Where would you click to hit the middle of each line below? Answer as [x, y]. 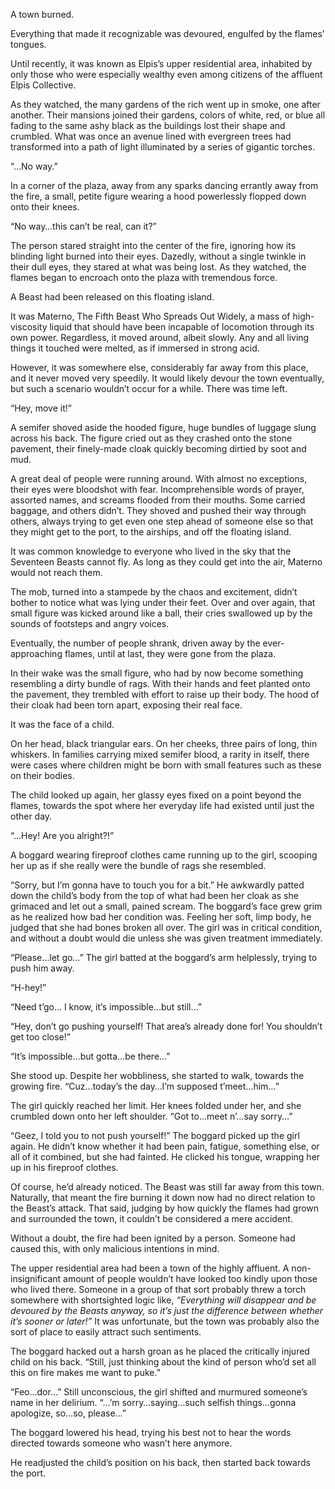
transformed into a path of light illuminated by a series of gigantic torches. [163, 147]
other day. [31, 816]
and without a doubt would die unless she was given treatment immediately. [166, 938]
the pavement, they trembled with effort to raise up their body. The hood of [165, 694]
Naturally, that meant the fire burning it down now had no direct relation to [163, 1197]
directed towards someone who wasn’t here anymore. [121, 1443]
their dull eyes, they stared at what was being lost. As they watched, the [158, 267]
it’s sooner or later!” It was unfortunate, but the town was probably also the [165, 1321]
